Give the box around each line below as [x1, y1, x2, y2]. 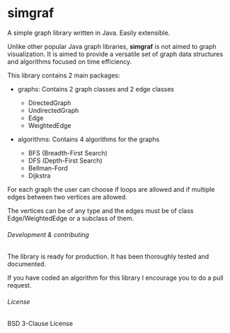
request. [7, 281, 32, 290]
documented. [7, 260, 47, 268]
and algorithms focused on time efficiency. [7, 57, 132, 65]
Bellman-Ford [28, 163, 69, 172]
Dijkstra [28, 171, 51, 180]
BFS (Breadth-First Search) [28, 148, 108, 157]
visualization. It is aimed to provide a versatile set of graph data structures [7, 50, 224, 58]
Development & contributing [7, 230, 90, 239]
